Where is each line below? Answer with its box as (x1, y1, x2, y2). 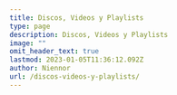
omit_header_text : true (9, 47, 100, 56)
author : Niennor (9, 64, 71, 73)
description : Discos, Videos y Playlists (9, 30, 169, 39)
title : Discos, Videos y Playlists (9, 13, 144, 23)
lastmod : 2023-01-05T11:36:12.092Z (9, 55, 144, 64)
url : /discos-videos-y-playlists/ (9, 72, 141, 81)
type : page (9, 22, 51, 31)
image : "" (9, 38, 47, 48)
